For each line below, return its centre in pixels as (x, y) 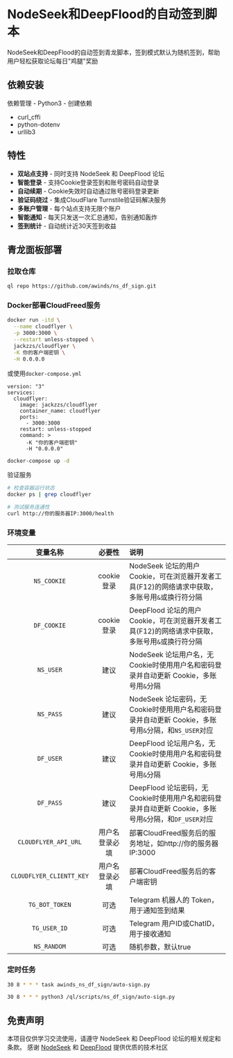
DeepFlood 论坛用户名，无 (173, 743)
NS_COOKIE (50, 581)
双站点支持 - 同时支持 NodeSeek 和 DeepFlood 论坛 (91, 173)
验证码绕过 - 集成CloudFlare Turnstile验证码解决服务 (92, 200)
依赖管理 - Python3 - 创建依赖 (50, 103)
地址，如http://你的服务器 (178, 844)
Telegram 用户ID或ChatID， (174, 924)
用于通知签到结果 (157, 910)
